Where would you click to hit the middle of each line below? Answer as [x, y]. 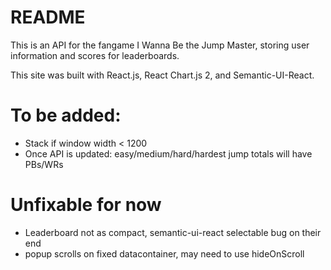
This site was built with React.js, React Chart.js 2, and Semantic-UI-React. [162, 75]
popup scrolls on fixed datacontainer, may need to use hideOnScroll [164, 253]
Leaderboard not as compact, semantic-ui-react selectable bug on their [173, 232]
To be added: [66, 115]
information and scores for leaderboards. [95, 55]
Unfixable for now [86, 205]
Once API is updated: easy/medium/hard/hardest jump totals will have [168, 153]
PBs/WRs [44, 164]
